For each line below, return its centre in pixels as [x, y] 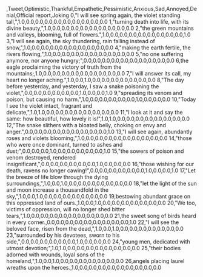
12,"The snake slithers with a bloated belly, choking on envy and [86, 125]
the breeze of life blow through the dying [57, 177]
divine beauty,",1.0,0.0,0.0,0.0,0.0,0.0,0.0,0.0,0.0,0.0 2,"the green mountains [100, 28]
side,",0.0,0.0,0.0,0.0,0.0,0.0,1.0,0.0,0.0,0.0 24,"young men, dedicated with [98, 242]
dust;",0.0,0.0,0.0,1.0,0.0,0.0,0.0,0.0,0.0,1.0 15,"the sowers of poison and [95, 151]
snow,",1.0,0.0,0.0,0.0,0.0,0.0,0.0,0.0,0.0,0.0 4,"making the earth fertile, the [98, 47]
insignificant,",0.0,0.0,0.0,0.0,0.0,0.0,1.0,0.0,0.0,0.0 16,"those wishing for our [100, 164]
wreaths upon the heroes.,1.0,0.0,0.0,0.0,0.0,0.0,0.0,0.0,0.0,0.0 [84, 268]
